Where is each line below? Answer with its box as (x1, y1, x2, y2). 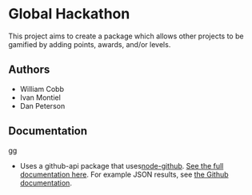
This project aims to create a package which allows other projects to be (8, 31, 244, 41)
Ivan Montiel (19, 93, 62, 102)
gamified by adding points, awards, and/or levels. (8, 39, 171, 49)
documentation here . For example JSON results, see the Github (19, 169, 230, 179)
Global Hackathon (8, 5, 130, 23)
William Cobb (19, 84, 64, 94)
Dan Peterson (19, 101, 66, 110)
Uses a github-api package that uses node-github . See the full (19, 161, 224, 170)
